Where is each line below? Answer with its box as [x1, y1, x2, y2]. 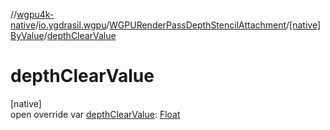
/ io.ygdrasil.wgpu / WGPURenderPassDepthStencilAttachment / [34, 19, 290, 31]
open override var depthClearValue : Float [10, 108, 181, 120]
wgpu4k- [16, 9, 55, 20]
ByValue [10, 30, 45, 41]
